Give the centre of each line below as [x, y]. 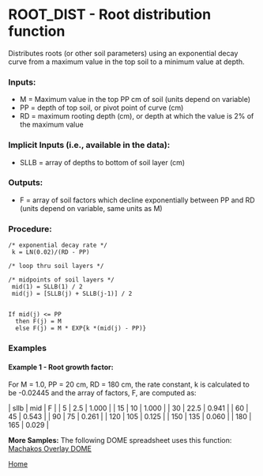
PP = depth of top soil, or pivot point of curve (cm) [101, 108]
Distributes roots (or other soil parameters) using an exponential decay [123, 53]
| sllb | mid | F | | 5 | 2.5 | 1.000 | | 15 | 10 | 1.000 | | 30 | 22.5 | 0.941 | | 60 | [128, 408]
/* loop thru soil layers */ [56, 266]
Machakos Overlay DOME [50, 449]
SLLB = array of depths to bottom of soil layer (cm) [102, 162]
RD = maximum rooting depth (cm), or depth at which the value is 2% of [137, 116]
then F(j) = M [38, 322]
